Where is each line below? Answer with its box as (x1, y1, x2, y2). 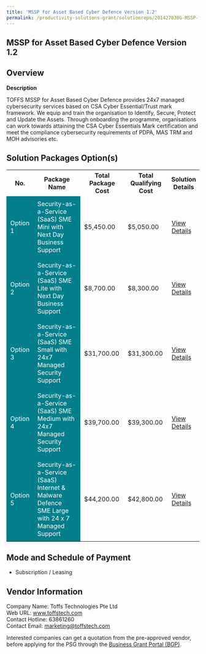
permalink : (6, 15, 34, 21)
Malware (37, 491, 63, 499)
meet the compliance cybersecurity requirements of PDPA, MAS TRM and (6, 128, 193, 136)
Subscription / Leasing (15, 569, 72, 576)
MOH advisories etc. (6, 135, 58, 142)
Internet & (37, 483, 66, 491)
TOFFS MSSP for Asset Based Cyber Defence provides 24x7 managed (6, 96, 185, 103)
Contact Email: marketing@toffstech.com (6, 622, 110, 629)
